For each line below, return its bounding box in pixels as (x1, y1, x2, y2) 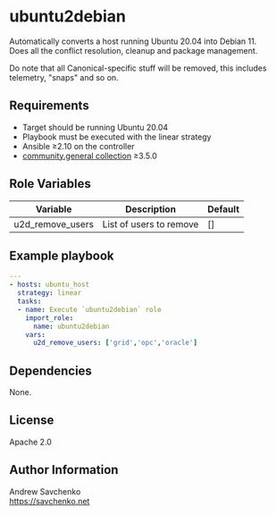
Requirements (9, 98, 89, 114)
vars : (25, 330, 46, 339)
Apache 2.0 (9, 436, 52, 447)
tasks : (17, 297, 42, 306)
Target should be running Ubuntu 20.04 (21, 122, 169, 132)
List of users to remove (102, 217, 199, 230)
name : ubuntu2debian (32, 322, 110, 331)
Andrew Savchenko (9, 485, 81, 497)
